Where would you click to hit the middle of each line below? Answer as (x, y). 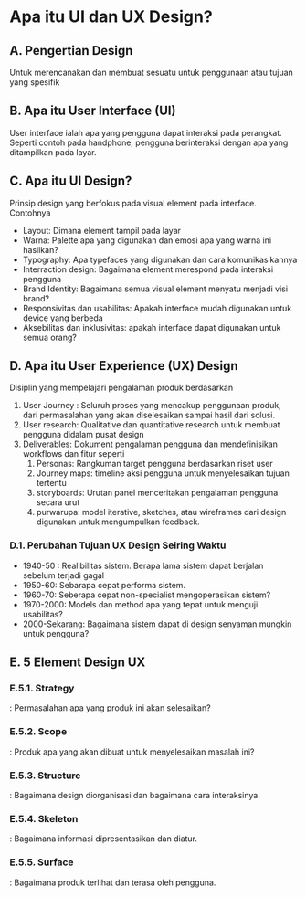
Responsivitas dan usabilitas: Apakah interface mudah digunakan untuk (157, 308)
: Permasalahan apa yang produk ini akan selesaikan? (111, 708)
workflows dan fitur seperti (74, 454)
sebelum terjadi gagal (63, 575)
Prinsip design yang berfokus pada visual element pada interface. (133, 203)
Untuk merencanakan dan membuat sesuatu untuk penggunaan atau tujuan (152, 72)
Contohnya (30, 213)
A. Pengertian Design (71, 51)
